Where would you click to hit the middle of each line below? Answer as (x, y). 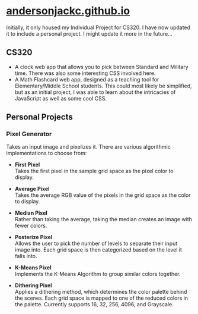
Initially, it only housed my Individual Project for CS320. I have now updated (98, 27)
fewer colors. (31, 226)
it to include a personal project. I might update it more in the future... (90, 33)
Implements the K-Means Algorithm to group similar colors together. (98, 274)
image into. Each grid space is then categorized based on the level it (98, 250)
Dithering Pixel (33, 285)
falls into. (26, 256)
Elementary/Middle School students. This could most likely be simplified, (103, 86)
